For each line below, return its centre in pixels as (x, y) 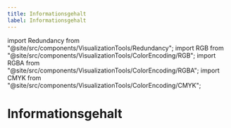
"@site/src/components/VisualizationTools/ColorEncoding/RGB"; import (112, 55)
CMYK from (24, 77)
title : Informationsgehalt (47, 14)
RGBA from (24, 63)
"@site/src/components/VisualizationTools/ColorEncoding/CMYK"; (104, 85)
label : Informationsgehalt (47, 20)
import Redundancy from (43, 40)
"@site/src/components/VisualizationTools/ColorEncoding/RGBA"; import (113, 70)
